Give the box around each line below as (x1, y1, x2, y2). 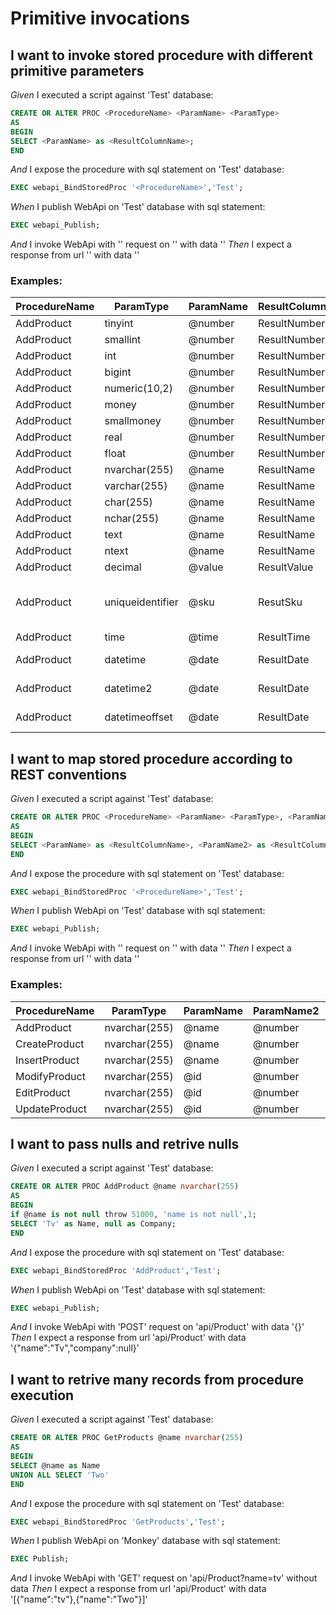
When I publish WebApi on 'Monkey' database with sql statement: (10, 1535, 281, 1547)
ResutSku (257, 595, 303, 609)
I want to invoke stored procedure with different (10, 47, 313, 64)
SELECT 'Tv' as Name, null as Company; (10, 1218, 177, 1229)
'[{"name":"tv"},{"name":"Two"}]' (10, 1593, 148, 1606)
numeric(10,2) (104, 382, 173, 396)
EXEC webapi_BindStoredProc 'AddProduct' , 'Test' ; (10, 1265, 222, 1276)
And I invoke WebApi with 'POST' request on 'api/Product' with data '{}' (10, 1321, 305, 1333)
